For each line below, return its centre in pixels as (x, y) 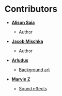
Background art (34, 70)
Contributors (31, 9)
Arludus (20, 60)
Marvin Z (21, 79)
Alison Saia (23, 22)
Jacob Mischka (27, 41)
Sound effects (33, 88)
